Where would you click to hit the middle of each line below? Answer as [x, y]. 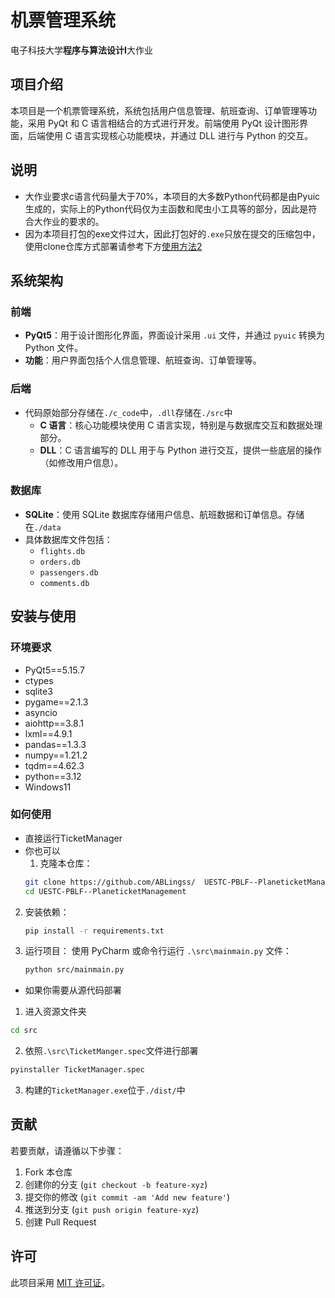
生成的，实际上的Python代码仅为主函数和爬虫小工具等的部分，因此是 [166, 208]
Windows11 [48, 787]
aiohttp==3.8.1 [54, 723]
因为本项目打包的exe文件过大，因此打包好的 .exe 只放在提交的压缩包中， [172, 233]
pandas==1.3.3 [55, 744]
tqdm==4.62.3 [54, 765]
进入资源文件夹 [55, 1012]
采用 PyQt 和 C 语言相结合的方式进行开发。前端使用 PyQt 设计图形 [163, 123]
